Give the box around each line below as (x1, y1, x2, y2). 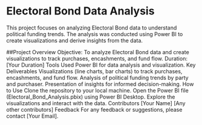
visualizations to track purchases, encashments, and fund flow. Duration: (6, 55, 187, 62)
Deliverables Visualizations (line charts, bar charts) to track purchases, (6, 67, 183, 75)
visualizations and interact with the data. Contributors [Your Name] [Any (6, 99, 186, 106)
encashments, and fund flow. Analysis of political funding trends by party (6, 74, 189, 81)
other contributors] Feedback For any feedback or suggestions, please (6, 106, 183, 113)
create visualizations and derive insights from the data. (6, 37, 143, 44)
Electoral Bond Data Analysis (6, 4, 155, 18)
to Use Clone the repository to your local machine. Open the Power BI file (6, 87, 189, 94)
